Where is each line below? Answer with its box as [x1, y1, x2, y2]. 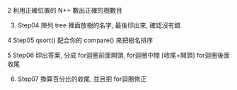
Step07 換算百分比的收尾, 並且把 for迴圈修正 [17, 75, 147, 83]
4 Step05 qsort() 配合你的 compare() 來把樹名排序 [7, 36, 154, 44]
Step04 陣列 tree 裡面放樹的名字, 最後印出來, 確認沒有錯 [17, 21, 181, 30]
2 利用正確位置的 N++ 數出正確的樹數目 [7, 6, 122, 14]
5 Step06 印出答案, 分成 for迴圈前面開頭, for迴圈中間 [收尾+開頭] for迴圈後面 [7, 51, 230, 59]
